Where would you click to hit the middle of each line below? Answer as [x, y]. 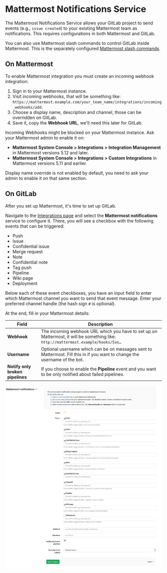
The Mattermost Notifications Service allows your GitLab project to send [79, 23]
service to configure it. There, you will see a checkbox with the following [79, 221]
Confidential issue [31, 246]
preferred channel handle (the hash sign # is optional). [60, 303]
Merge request [28, 251]
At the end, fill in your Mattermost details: [47, 313]
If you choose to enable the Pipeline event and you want [99, 369]
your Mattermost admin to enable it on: [45, 137]
